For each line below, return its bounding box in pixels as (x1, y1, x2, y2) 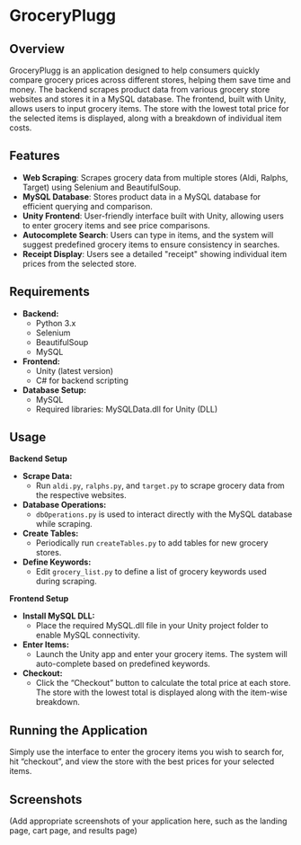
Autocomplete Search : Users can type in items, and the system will (22, 229, 274, 240)
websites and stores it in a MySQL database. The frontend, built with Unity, (9, 93, 287, 104)
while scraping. (35, 519, 93, 529)
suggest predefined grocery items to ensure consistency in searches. (22, 239, 280, 250)
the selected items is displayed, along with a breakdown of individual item (9, 113, 282, 123)
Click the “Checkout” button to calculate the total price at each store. (35, 678, 291, 689)
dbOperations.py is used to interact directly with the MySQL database (35, 509, 293, 520)
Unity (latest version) (35, 365, 114, 376)
